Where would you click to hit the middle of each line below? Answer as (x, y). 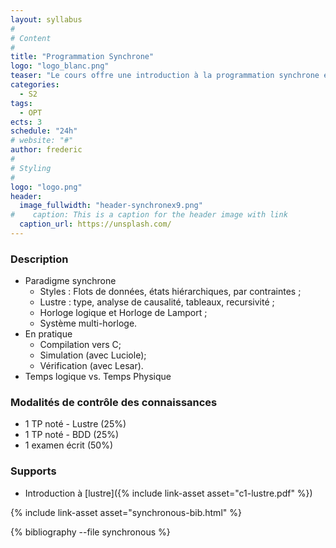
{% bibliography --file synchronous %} (90, 532)
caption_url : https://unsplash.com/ (95, 224)
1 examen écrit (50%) (68, 445)
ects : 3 (26, 122)
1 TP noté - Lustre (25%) (75, 424)
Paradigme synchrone (70, 281)
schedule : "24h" (44, 131)
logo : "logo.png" (46, 187)
